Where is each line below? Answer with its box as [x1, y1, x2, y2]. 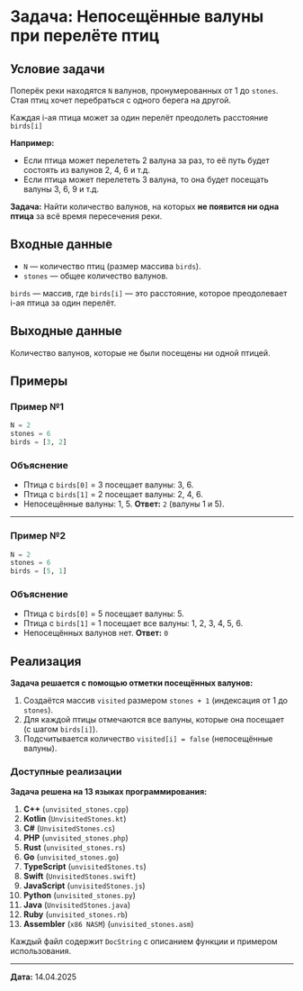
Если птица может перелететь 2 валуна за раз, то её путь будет [22, 155, 270, 166]
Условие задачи [10, 61, 105, 77]
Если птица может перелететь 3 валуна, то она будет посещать [22, 174, 269, 185]
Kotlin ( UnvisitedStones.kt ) [22, 813, 127, 823]
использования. [10, 945, 72, 956]
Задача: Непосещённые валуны [10, 6, 264, 27]
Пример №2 [10, 530, 67, 542]
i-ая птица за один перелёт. [10, 297, 116, 308]
